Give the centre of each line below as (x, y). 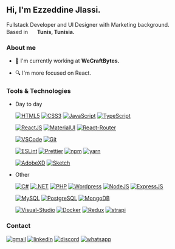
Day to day (29, 104)
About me (21, 47)
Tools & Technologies (39, 91)
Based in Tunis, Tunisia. (40, 32)
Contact (19, 226)
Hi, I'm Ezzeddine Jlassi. (53, 10)
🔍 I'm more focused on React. (53, 73)
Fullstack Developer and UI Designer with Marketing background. (88, 24)
